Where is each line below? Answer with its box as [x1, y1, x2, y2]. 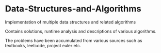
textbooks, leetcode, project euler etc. [5, 42, 81, 48]
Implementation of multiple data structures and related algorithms [5, 19, 136, 25]
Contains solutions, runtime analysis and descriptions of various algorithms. [5, 28, 157, 34]
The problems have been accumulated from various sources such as [5, 37, 142, 43]
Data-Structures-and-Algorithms [5, 3, 142, 14]
